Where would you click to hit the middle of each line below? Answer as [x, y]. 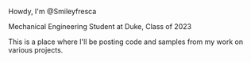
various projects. [36, 50]
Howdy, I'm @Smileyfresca [52, 11]
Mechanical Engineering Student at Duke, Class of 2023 [100, 26]
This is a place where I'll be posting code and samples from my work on [126, 42]
